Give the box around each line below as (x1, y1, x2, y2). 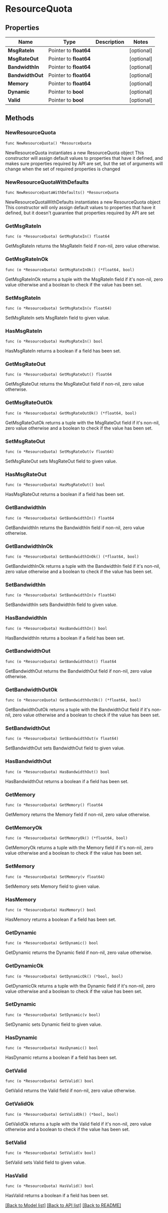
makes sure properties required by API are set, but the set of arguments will (5, 160, 163, 166)
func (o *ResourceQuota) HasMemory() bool (5, 907, 96, 912)
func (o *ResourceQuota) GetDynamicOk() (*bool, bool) (5, 974, 123, 979)
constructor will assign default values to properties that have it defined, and (5, 155, 163, 161)
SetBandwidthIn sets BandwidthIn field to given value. (5, 601, 118, 608)
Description (95, 39, 124, 45)
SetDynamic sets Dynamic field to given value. (5, 1021, 102, 1027)
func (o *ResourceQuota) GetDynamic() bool (5, 941, 99, 946)
